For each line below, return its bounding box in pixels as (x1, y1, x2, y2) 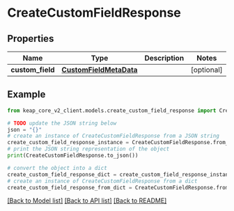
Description (144, 54, 185, 63)
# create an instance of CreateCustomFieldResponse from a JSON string (7, 132, 219, 140)
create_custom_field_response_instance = (7, 139, 130, 146)
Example (7, 88, 46, 100)
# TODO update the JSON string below (7, 120, 117, 127)
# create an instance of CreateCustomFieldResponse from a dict (7, 178, 198, 185)
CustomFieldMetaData (61, 65, 138, 75)
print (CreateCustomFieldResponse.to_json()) (7, 152, 139, 159)
